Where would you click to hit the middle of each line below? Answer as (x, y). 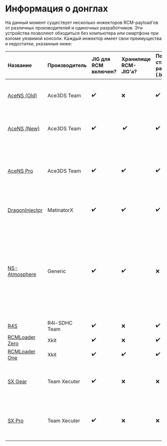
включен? (104, 71)
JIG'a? (129, 71)
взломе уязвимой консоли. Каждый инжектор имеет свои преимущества (83, 38)
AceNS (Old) (22, 95)
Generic (57, 271)
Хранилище (136, 59)
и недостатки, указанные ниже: (39, 43)
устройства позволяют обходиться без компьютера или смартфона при (82, 33)
